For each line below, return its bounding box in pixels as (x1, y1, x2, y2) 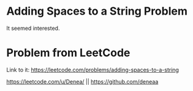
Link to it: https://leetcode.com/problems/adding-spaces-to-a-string (6, 66, 180, 73)
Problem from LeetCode (6, 46, 131, 60)
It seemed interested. (6, 24, 60, 32)
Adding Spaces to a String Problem (6, 4, 188, 18)
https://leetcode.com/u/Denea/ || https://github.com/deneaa (6, 78, 159, 85)
